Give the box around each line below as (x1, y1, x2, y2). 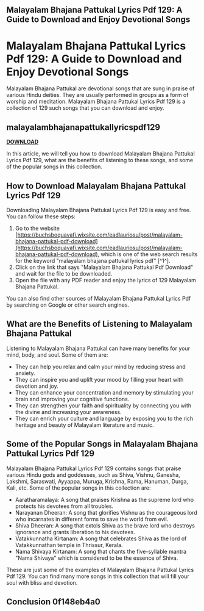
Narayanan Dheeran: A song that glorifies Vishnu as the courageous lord (15, 509, 198, 516)
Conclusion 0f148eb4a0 (6, 596, 100, 607)
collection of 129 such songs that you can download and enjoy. (6, 104, 164, 112)
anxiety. (15, 369, 35, 377)
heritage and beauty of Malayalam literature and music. (15, 421, 154, 429)
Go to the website (15, 224, 60, 232)
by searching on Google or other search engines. (6, 301, 130, 309)
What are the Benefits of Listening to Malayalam (6, 319, 193, 329)
